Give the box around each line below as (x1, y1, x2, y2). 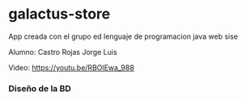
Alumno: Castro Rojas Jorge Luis (8, 47, 117, 56)
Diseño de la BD (8, 82, 71, 94)
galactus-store (8, 5, 111, 23)
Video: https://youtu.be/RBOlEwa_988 (8, 62, 135, 73)
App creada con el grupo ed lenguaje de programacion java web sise (8, 31, 239, 41)
